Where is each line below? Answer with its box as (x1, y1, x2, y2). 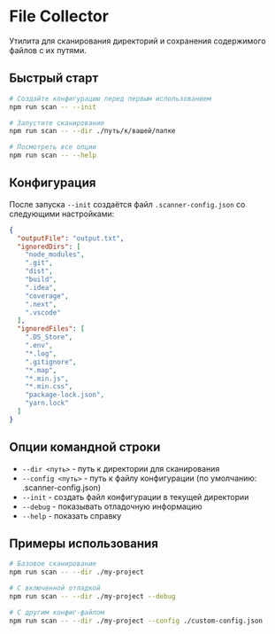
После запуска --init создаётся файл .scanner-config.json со (9, 199, 246, 209)
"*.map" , (25, 365, 57, 374)
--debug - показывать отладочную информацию (21, 501, 202, 512)
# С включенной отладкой (9, 583, 101, 593)
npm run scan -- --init (9, 102, 97, 112)
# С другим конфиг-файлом (9, 607, 104, 617)
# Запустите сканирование (9, 118, 104, 128)
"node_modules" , (25, 250, 86, 259)
